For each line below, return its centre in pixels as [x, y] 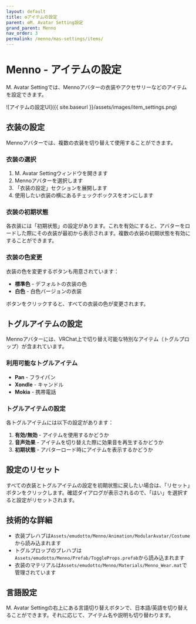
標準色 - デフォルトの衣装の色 [51, 283]
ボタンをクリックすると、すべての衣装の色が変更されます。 [77, 303]
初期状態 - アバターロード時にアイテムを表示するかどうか [84, 450]
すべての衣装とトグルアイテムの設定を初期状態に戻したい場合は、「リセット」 [98, 485]
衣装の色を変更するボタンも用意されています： [62, 271]
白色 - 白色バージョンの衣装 [48, 291]
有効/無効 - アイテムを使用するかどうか [62, 435]
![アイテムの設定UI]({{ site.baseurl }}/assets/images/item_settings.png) [92, 107]
